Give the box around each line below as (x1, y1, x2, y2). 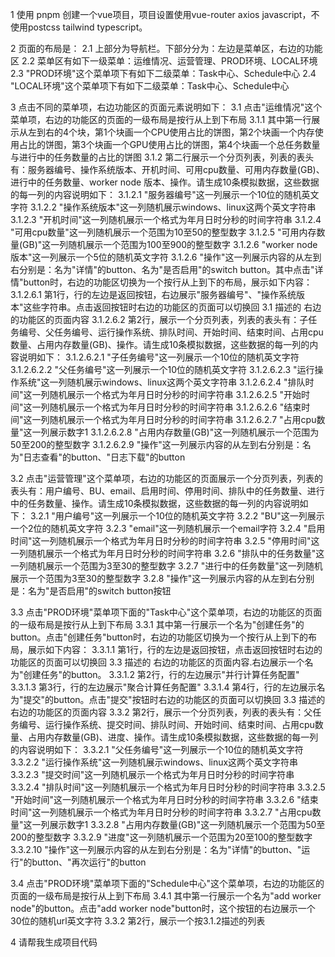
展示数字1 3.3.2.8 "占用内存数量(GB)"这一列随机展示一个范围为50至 (49, 819, 326, 830)
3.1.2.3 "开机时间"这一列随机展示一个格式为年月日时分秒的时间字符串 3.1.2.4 (10, 214, 322, 225)
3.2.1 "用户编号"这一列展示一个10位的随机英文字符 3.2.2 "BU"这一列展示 (29, 510, 325, 522)
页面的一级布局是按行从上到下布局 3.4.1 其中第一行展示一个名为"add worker (10, 890, 322, 902)
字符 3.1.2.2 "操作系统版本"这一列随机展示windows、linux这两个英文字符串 (10, 201, 317, 213)
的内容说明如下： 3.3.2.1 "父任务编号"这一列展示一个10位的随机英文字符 (10, 744, 304, 755)
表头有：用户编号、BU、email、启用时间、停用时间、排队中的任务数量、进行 (10, 485, 325, 497)
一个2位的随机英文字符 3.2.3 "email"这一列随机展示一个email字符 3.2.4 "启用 (10, 523, 326, 534)
